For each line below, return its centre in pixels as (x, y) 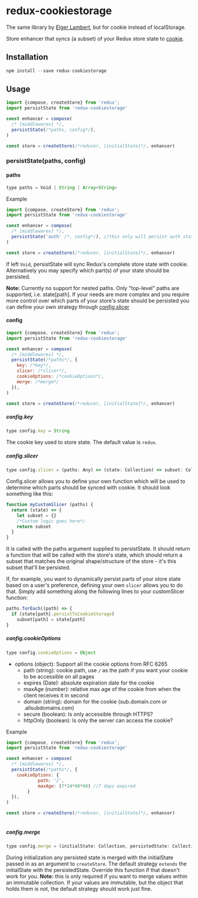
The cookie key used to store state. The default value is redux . (82, 442)
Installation (27, 57)
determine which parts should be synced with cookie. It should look (88, 488)
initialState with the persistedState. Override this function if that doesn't (93, 870)
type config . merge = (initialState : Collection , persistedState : (88, 846)
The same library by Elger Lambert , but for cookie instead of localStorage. (96, 27)
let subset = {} (37, 515)
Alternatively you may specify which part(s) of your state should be (88, 270)
